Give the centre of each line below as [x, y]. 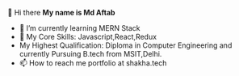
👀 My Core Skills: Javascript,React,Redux [88, 37]
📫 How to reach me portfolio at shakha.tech [93, 63]
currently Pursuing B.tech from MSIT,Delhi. [90, 54]
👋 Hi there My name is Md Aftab [61, 13]
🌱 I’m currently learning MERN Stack [80, 28]
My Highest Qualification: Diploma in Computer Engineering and [126, 45]
